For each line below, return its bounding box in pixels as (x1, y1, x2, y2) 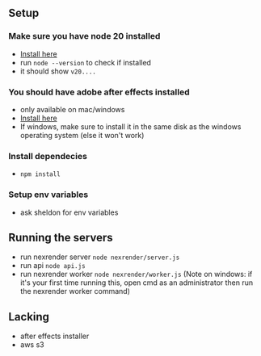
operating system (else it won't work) (19, 130, 145, 140)
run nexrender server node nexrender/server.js (19, 252, 180, 262)
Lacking (8, 310, 50, 324)
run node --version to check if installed (19, 57, 152, 67)
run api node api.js (19, 261, 86, 270)
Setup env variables (8, 189, 89, 200)
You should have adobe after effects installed (8, 86, 190, 98)
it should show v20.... (19, 66, 97, 76)
